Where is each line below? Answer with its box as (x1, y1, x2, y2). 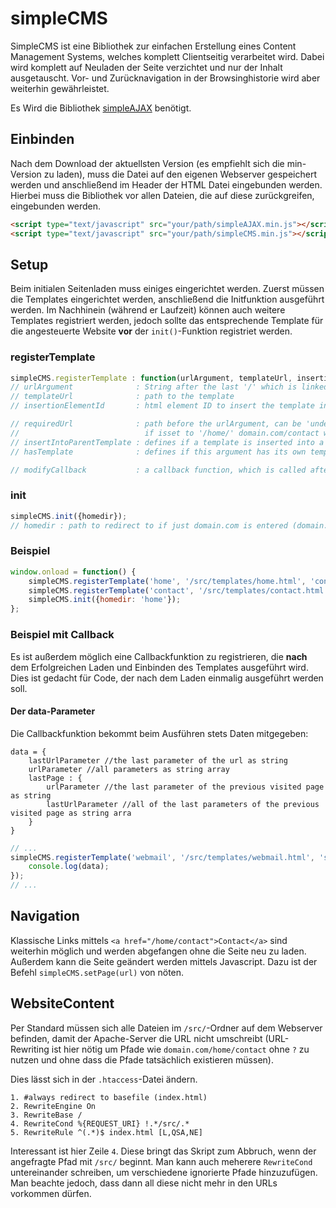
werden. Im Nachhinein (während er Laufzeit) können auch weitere (10, 304, 286, 316)
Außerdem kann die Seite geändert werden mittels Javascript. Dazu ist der (10, 955, 318, 967)
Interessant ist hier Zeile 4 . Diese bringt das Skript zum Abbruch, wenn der (10, 1145, 317, 1157)
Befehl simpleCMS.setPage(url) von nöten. (10, 966, 185, 978)
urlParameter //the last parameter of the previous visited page (46, 782, 325, 792)
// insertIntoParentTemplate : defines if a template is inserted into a (10, 437, 325, 447)
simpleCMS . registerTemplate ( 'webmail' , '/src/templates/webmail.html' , (10, 852, 315, 862)
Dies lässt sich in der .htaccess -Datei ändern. (10, 1073, 198, 1085)
